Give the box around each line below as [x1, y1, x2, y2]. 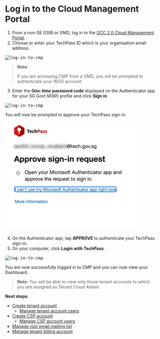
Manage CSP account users [19, 318, 75, 324]
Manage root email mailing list [12, 323, 72, 329]
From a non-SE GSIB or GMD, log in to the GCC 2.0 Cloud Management [12, 30, 154, 35]
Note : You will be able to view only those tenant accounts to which [16, 278, 150, 284]
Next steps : [5, 293, 29, 299]
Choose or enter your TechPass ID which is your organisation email [12, 40, 146, 46]
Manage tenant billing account [12, 328, 73, 334]
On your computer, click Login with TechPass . [12, 246, 105, 251]
